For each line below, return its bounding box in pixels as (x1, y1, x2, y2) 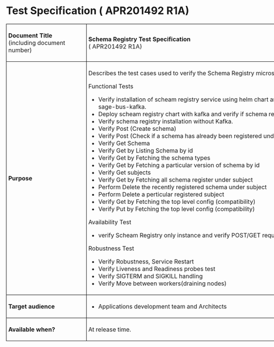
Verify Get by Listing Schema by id (98, 146, 193, 154)
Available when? (8, 325, 56, 334)
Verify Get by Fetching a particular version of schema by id (98, 161, 260, 169)
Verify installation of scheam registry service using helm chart (98, 95, 269, 103)
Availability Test (88, 218, 132, 226)
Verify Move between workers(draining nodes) (98, 279, 227, 287)
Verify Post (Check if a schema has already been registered (98, 131, 262, 140)
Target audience (8, 302, 55, 310)
